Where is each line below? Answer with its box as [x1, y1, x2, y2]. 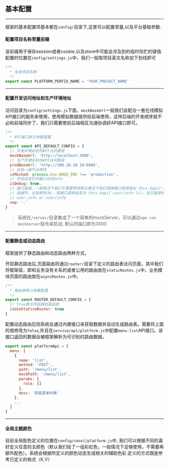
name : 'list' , [18, 358, 49, 363]
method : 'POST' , [18, 362, 53, 367]
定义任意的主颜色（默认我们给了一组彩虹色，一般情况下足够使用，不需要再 [9, 444, 164, 450]
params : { [18, 376, 39, 381]
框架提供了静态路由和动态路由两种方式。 [5, 250, 89, 256]
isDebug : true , [10, 181, 42, 186]
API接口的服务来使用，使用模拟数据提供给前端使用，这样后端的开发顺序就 [5, 113, 158, 119]
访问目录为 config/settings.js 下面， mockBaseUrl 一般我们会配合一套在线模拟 [5, 107, 163, 113]
